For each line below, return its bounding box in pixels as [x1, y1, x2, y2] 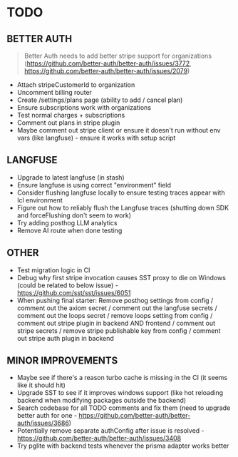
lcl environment [16, 195, 63, 204]
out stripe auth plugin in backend [16, 334, 115, 342]
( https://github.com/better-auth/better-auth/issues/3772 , [24, 59, 192, 68]
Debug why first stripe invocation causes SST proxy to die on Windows [16, 273, 226, 282]
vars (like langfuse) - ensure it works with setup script [16, 133, 176, 142]
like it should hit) [16, 381, 66, 389]
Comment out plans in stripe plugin [16, 118, 120, 127]
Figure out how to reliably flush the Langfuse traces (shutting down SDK [16, 203, 229, 212]
